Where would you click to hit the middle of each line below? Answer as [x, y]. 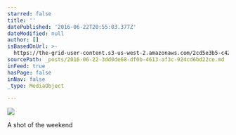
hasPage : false [29, 72]
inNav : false [26, 79]
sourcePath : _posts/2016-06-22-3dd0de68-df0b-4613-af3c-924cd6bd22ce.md [116, 60]
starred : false [29, 14]
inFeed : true [26, 66]
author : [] [23, 40]
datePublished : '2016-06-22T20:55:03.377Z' [72, 27]
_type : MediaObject [36, 86]
